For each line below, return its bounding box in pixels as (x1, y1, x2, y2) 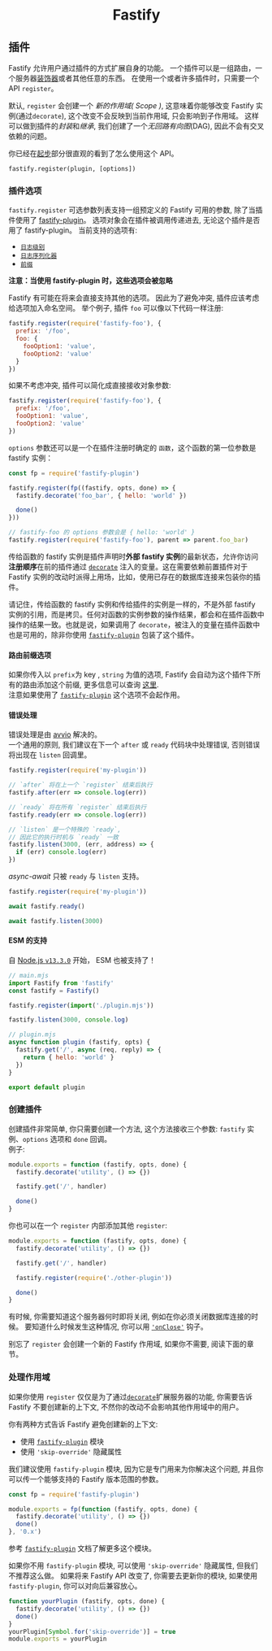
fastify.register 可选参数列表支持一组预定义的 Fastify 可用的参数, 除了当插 (8, 205, 263, 215)
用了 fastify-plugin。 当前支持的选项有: (8, 225, 138, 235)
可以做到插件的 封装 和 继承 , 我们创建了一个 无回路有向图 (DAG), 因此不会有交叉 (8, 121, 265, 131)
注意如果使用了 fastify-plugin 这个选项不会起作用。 (8, 690, 185, 700)
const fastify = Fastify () (8, 987, 100, 995)
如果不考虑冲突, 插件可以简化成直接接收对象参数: (8, 381, 172, 390)
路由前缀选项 (8, 650, 51, 660)
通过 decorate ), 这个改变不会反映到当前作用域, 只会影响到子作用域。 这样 (18, 111, 260, 120)
